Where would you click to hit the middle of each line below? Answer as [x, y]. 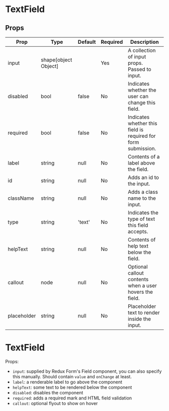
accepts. [138, 231]
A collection [142, 50]
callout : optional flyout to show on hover [55, 403]
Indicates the [143, 213]
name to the [142, 198]
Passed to [140, 69]
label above [141, 163]
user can [138, 96]
